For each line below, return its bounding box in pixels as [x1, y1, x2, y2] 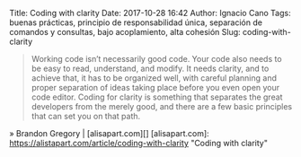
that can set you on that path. [31, 111, 141, 121]
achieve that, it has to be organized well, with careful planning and [31, 73, 277, 83]
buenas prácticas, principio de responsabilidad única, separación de [9, 17, 263, 28]
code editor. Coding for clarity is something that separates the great [31, 92, 283, 102]
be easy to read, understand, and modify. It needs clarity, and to [31, 63, 270, 74]
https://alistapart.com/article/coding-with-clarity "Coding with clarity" [9, 138, 268, 148]
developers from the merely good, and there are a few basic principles [31, 101, 293, 111]
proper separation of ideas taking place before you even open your [31, 83, 280, 92]
